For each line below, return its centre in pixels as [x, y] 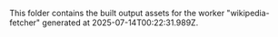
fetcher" [25, 23]
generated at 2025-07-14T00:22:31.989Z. [120, 23]
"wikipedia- [248, 13]
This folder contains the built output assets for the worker [117, 13]
